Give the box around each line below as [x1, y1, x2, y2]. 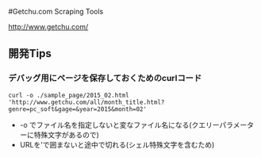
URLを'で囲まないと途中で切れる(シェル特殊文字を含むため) [19, 140, 215, 149]
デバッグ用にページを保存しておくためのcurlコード [8, 73, 202, 84]
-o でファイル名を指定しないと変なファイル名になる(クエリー [19, 120, 220, 129]
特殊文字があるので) [33, 130, 99, 140]
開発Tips [8, 47, 52, 60]
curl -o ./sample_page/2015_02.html [8, 91, 129, 99]
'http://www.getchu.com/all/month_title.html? [8, 98, 165, 106]
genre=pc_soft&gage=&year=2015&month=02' [8, 105, 148, 113]
